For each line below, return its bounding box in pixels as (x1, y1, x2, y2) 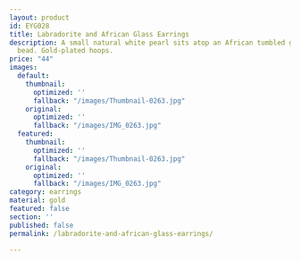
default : (17, 71, 50, 80)
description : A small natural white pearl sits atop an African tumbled (9, 38, 286, 47)
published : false (9, 221, 74, 230)
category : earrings (9, 188, 82, 197)
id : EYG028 (9, 21, 50, 30)
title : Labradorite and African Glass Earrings (9, 29, 190, 38)
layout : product (9, 13, 70, 22)
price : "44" (9, 55, 54, 63)
